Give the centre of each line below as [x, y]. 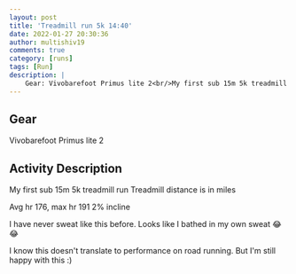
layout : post [33, 17]
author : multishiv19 [47, 42]
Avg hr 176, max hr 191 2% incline [70, 207]
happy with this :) [41, 260]
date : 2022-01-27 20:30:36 [59, 34]
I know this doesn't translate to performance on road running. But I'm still [143, 251]
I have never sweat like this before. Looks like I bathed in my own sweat [140, 224]
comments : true [37, 51]
